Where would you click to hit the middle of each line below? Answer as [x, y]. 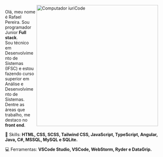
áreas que [15, 110]
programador [18, 27]
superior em [17, 79]
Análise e [14, 84]
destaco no [16, 120]
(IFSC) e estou [19, 68]
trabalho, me [18, 115]
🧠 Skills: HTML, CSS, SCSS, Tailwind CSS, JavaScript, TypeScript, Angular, [81, 134]
